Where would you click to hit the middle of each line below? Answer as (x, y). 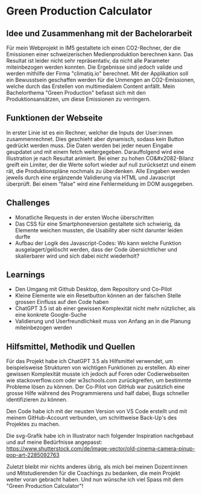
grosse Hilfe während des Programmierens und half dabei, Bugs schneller (98, 393)
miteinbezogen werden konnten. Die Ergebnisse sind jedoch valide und (94, 67)
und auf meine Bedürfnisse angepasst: (54, 442)
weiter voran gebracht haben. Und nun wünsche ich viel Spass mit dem (95, 480)
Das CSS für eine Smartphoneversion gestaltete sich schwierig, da (98, 224)
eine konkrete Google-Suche (51, 315)
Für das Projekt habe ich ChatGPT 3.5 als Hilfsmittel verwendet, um (90, 361)
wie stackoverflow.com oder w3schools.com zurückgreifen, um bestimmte (99, 381)
